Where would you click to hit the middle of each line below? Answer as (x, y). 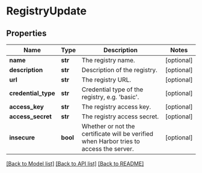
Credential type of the (112, 90)
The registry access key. (116, 107)
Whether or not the (108, 126)
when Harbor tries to (111, 141)
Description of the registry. (119, 70)
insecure (22, 138)
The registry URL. (106, 80)
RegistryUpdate (47, 11)
